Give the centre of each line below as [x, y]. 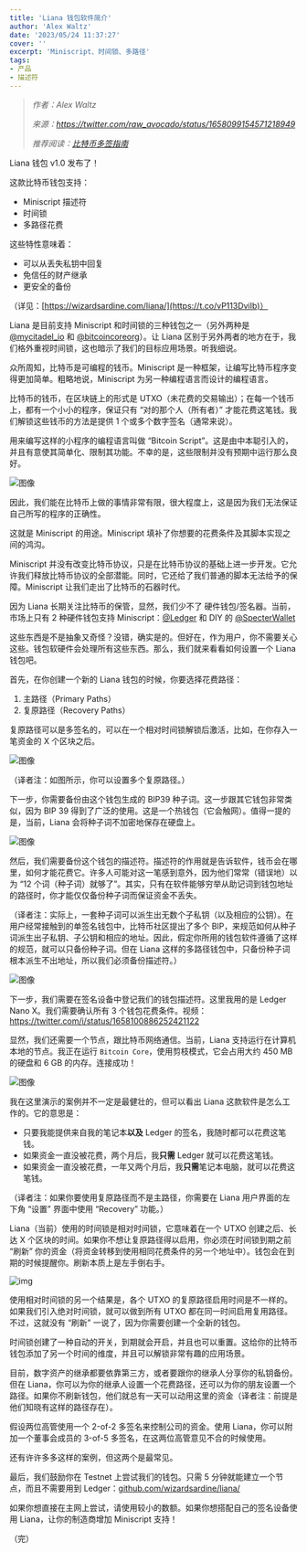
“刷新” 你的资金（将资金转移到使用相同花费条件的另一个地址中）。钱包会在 [148, 1251]
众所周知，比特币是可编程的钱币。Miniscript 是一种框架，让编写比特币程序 [149, 367]
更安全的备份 [47, 286]
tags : [20, 60]
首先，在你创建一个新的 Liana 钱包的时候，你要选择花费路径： [126, 679]
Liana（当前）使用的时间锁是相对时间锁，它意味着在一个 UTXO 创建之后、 [149, 1228]
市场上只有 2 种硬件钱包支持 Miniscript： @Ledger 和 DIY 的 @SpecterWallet [153, 617]
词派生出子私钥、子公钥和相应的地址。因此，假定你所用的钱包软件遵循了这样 [153, 937]
